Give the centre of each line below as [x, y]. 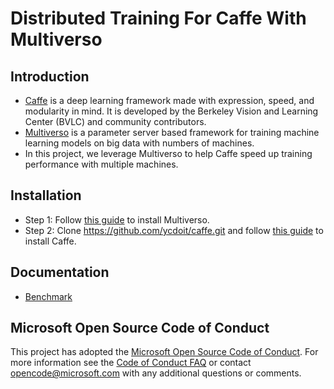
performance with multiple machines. [101, 164]
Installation [46, 195]
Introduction [50, 76]
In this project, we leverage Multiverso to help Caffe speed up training [168, 153]
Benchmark [48, 296]
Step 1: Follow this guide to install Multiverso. [117, 219]
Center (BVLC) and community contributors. [115, 121]
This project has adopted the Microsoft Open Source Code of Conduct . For [164, 352]
